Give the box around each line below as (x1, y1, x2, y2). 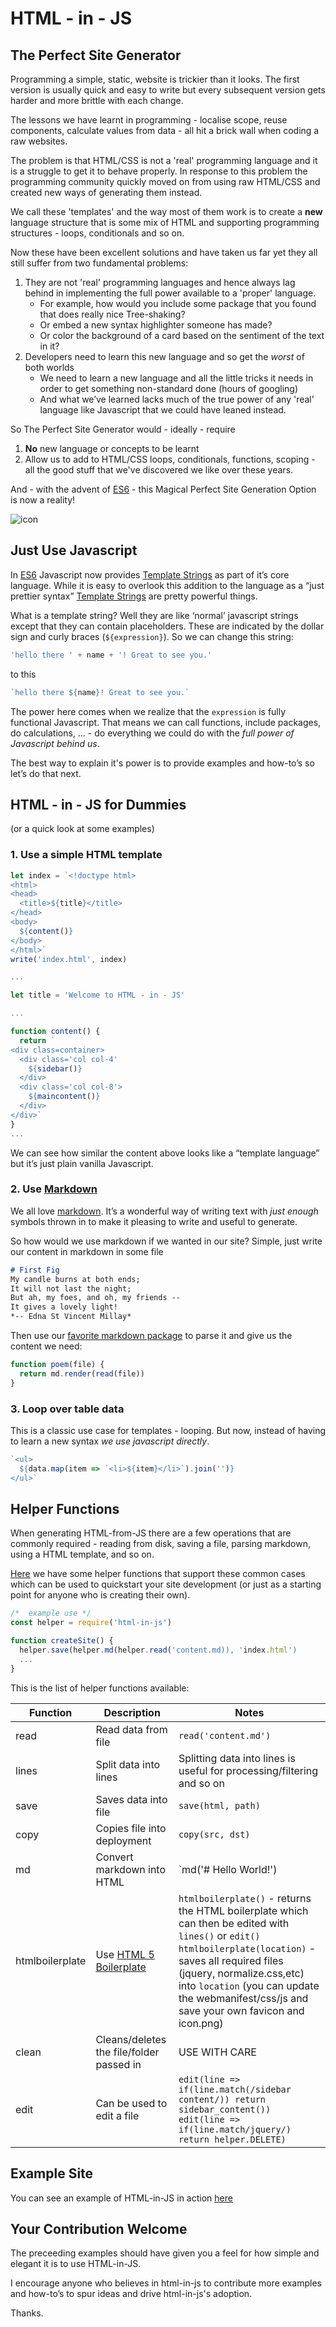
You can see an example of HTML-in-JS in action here (10, 2192, 233, 2204)
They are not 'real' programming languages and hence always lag (24, 277, 296, 288)
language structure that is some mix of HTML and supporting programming (10, 217, 320, 228)
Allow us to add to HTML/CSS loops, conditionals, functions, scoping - (24, 453, 316, 465)
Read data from (95, 1722, 168, 1736)
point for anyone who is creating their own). (10, 1589, 191, 1601)
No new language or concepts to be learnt (24, 443, 200, 454)
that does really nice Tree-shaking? (39, 308, 186, 320)
